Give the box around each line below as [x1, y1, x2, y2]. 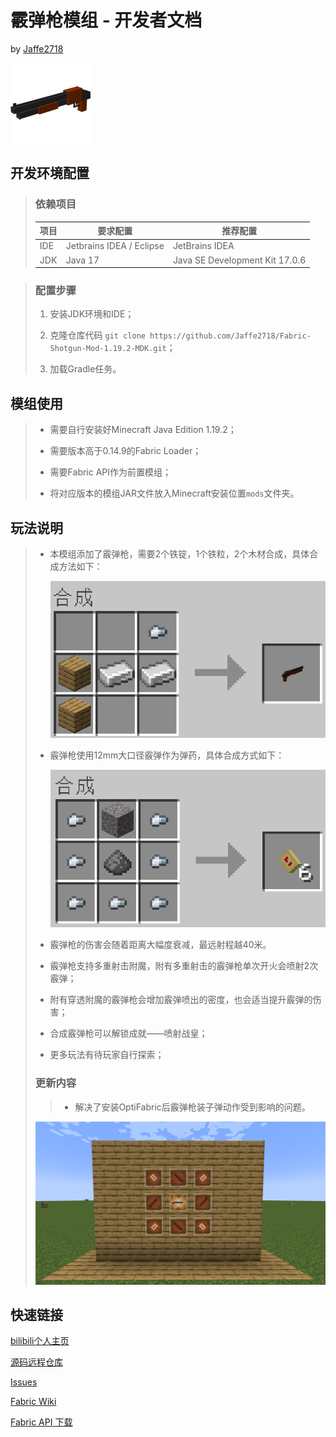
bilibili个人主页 [10, 1335, 70, 1347]
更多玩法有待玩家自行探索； [49, 1049, 165, 1061]
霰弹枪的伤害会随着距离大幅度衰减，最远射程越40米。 [49, 939, 272, 951]
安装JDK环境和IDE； [49, 308, 135, 320]
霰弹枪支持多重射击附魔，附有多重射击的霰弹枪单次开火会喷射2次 [49, 960, 319, 972]
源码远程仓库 [10, 1356, 63, 1368]
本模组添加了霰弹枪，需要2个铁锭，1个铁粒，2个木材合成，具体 [49, 548, 310, 560]
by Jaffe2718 [10, 42, 64, 55]
